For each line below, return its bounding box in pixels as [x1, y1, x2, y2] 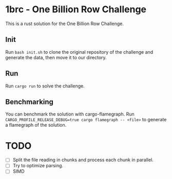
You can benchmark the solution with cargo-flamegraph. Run [5, 111, 135, 117]
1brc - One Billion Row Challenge [5, 4, 147, 15]
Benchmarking [5, 97, 54, 106]
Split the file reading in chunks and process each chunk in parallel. [12, 157, 154, 163]
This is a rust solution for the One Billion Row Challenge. [5, 20, 124, 27]
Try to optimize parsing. [12, 163, 63, 169]
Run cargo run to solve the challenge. [5, 83, 85, 89]
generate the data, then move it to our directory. [5, 54, 107, 60]
